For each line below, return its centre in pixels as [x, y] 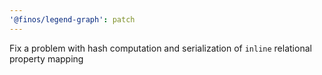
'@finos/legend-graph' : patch [72, 19]
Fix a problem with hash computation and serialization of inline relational [160, 48]
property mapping [46, 58]
